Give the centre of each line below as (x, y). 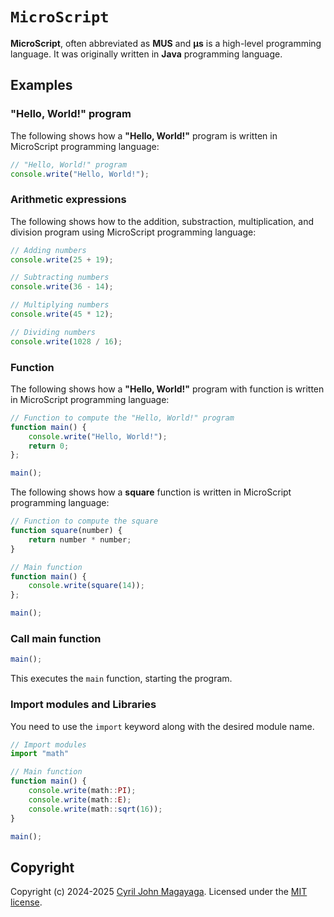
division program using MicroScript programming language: (133, 232)
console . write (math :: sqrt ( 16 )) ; (95, 809)
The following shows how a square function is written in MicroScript (151, 492)
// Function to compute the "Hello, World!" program (122, 418)
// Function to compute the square (84, 521)
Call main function (56, 639)
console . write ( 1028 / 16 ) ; (66, 341)
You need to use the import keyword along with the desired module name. (162, 726)
